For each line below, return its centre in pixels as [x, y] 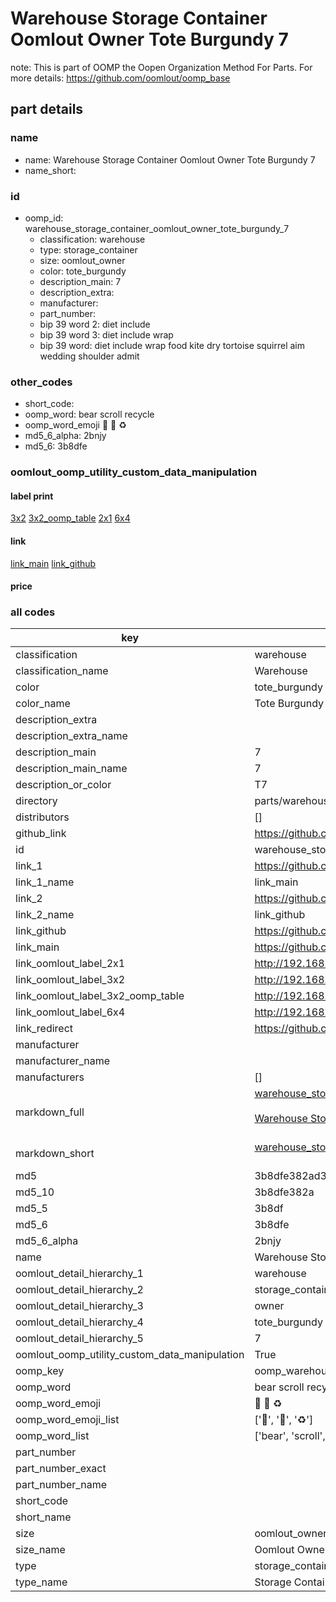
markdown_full [50, 1112]
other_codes [41, 382]
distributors [42, 817]
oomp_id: [44, 218]
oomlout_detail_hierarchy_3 [79, 1306]
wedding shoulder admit [89, 356]
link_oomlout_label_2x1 [70, 964]
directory [36, 801]
